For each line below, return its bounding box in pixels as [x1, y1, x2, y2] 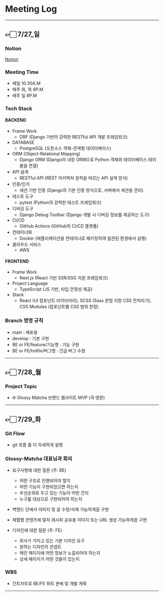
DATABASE [12, 140, 35, 146]
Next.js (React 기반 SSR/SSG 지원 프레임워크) [19, 275, 108, 281]
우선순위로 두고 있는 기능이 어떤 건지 [19, 490, 89, 496]
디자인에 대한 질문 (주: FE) [12, 527, 62, 533]
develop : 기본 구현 [12, 335, 49, 341]
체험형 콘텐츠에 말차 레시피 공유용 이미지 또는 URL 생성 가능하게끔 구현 [12, 517, 147, 523]
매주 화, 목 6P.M [12, 86, 43, 92]
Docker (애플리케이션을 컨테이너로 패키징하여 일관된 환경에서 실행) [19, 235, 147, 241]
